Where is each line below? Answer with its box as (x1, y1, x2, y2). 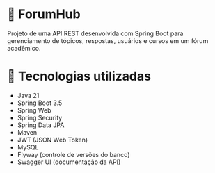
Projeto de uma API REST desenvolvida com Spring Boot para (7, 29, 184, 38)
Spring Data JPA (17, 121, 65, 129)
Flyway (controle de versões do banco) (17, 150, 130, 158)
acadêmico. (7, 44, 41, 52)
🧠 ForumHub (7, 6, 81, 22)
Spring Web (17, 106, 51, 114)
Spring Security (17, 113, 63, 122)
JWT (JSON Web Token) (17, 135, 88, 144)
